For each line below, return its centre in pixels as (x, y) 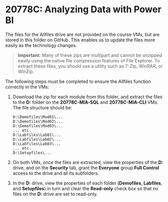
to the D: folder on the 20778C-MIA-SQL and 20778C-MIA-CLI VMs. (86, 102)
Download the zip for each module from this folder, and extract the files (88, 97)
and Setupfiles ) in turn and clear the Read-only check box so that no (86, 188)
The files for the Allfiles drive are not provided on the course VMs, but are (82, 34)
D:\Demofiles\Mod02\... (38, 121)
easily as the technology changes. (41, 45)
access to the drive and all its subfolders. (56, 173)
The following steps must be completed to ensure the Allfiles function (78, 81)
